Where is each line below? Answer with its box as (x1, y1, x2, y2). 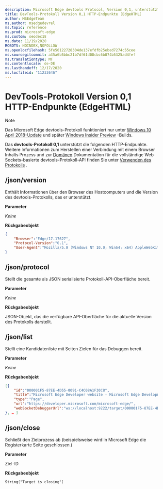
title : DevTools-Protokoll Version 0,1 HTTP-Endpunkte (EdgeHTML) (5, 12, 142, 16)
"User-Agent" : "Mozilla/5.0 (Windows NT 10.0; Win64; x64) (14, 245, 133, 250)
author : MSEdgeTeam (5, 16, 45, 21)
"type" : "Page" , (14, 397, 45, 402)
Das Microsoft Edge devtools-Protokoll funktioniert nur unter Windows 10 (5, 127, 151, 132)
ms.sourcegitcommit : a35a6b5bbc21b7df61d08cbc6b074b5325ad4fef (5, 52, 136, 57)
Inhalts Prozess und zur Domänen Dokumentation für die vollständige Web (5, 151, 154, 158)
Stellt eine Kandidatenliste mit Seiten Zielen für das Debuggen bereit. (5, 345, 143, 352)
